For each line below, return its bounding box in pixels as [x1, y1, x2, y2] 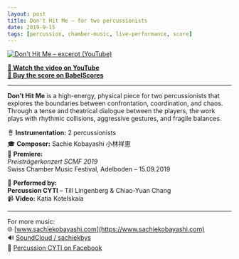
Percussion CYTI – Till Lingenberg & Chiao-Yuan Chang [7, 186, 171, 195]
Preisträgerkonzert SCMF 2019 [7, 157, 98, 166]
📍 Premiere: [7, 150, 43, 159]
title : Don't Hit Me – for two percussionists [7, 17, 148, 24]
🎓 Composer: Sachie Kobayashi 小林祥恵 [7, 139, 132, 148]
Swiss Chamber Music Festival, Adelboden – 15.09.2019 [7, 165, 171, 174]
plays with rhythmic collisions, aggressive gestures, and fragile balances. [7, 115, 222, 123]
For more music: [7, 218, 55, 226]
